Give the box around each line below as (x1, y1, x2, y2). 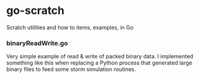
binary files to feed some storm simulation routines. (6, 66, 136, 73)
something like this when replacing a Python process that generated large (6, 59, 193, 67)
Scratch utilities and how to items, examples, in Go (6, 24, 133, 31)
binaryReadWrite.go (6, 39, 69, 47)
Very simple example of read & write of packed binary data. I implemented (6, 53, 193, 60)
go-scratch (6, 4, 65, 18)
